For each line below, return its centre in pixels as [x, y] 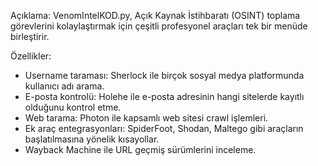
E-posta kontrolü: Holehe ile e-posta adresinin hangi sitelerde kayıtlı [164, 96]
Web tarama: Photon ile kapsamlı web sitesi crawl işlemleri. [146, 118]
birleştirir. [30, 36]
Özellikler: [31, 56]
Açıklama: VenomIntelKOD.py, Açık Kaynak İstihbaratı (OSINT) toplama [155, 15]
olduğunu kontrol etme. [73, 107]
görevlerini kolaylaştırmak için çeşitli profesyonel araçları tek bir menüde [159, 26]
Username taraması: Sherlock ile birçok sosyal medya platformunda [164, 75]
